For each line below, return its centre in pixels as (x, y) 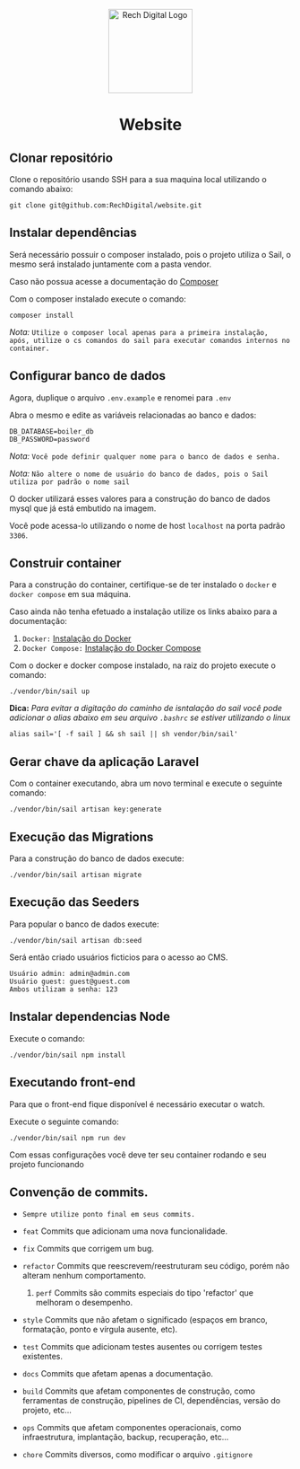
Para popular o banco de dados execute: (84, 924)
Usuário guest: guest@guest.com (69, 981)
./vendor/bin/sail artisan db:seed (76, 940)
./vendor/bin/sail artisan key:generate (86, 809)
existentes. (42, 1357)
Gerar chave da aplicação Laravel (104, 762)
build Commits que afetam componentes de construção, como (138, 1391)
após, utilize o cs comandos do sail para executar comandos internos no (150, 340)
